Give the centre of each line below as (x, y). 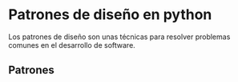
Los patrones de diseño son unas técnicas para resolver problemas (119, 37)
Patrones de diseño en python (110, 15)
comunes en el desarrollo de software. (72, 45)
